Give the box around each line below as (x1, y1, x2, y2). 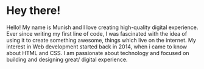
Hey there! (6, 4, 61, 18)
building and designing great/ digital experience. (6, 56, 128, 63)
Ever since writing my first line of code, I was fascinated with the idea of (6, 30, 188, 37)
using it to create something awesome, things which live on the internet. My (6, 36, 197, 44)
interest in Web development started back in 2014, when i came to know (6, 43, 188, 50)
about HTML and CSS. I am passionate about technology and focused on (6, 49, 190, 56)
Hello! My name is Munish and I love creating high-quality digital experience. (6, 24, 199, 31)
